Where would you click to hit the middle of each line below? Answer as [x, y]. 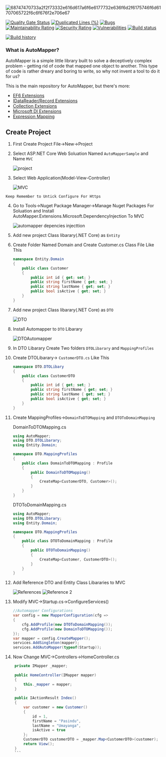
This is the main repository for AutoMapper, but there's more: [68, 86]
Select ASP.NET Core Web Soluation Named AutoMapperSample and [81, 153]
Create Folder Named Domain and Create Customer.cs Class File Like [83, 245]
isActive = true [49, 730]
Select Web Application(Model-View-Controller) [62, 178]
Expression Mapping [34, 116]
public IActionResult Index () [46, 698]
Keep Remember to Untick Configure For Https [53, 197]
